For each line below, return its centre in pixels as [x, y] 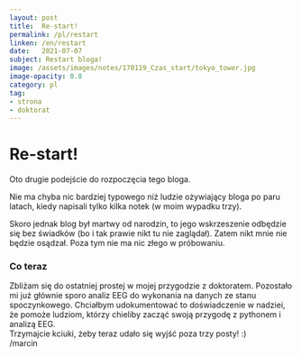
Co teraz [28, 267]
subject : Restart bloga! [56, 59]
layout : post [34, 18]
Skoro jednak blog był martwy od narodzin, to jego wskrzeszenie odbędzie [148, 224]
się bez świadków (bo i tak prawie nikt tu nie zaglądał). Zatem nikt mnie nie [148, 233]
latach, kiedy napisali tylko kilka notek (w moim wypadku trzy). [126, 206]
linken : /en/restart [48, 43]
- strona [26, 101]
